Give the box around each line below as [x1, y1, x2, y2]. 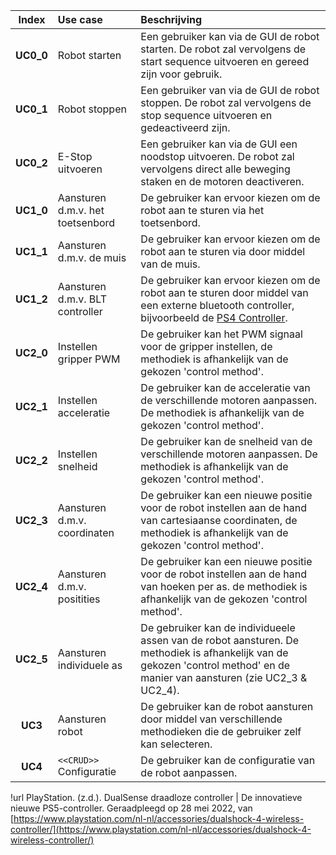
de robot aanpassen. [140, 766, 238, 779]
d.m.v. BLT [57, 292, 108, 306]
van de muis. [140, 257, 201, 271]
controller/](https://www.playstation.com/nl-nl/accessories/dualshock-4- [10, 824, 312, 835]
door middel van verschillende [140, 712, 283, 726]
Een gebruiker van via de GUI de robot [140, 84, 320, 97]
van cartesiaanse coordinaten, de [140, 514, 298, 527]
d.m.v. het [57, 204, 105, 217]
